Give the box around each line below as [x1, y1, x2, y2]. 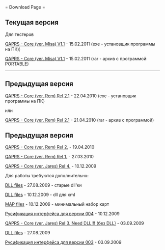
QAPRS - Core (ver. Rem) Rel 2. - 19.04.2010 [5, 144, 95, 150]
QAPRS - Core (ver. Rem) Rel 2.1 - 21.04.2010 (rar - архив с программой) [5, 117, 154, 123]
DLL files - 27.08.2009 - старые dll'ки [5, 182, 82, 188]
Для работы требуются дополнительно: [5, 173, 89, 179]
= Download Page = [5, 4, 46, 10]
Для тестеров [5, 31, 34, 37]
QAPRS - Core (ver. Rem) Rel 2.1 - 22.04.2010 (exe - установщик [5, 93, 137, 99]
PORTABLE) [5, 61, 29, 67]
